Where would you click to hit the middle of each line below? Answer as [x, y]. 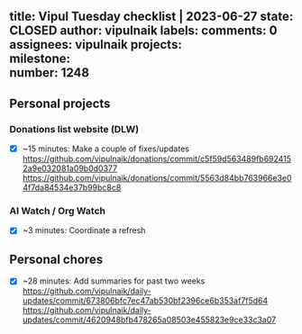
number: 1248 [50, 73]
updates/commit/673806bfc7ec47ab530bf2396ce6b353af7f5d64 [145, 301]
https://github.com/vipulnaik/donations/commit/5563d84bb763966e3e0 [157, 178]
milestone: [40, 59]
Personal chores [56, 259]
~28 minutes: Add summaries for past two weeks [114, 281]
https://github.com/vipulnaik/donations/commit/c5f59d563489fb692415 [156, 159]
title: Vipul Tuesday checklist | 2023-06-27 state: [151, 17]
